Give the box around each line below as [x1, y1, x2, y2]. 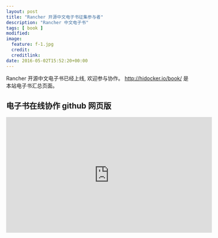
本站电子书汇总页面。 [6, 82, 58, 89]
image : [6, 36, 22, 42]
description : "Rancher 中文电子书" [6, 19, 89, 25]
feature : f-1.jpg [11, 42, 54, 48]
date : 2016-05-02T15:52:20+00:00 [6, 58, 88, 63]
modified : [6, 31, 31, 36]
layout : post [6, 8, 38, 15]
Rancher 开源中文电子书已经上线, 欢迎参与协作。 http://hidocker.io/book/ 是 [6, 75, 189, 82]
